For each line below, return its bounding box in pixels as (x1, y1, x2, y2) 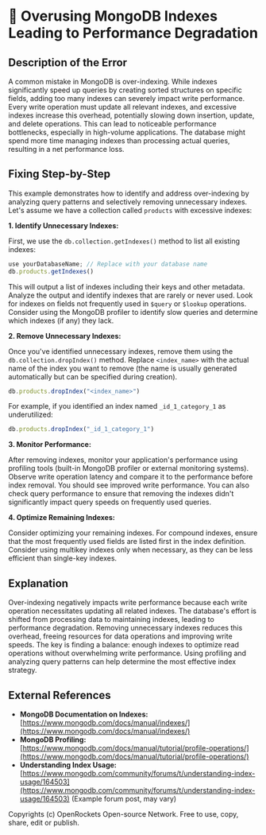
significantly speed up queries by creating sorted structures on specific (8, 85, 242, 95)
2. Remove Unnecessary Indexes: (8, 331, 121, 340)
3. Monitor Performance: (8, 440, 91, 449)
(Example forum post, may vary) (71, 794, 177, 803)
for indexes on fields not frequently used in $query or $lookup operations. (8, 298, 247, 309)
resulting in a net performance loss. (8, 145, 125, 153)
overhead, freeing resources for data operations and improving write (8, 631, 233, 641)
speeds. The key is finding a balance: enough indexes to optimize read (8, 640, 240, 650)
